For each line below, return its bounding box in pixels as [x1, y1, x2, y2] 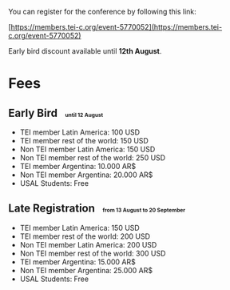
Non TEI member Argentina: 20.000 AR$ [19, 170, 153, 179]
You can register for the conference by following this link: [8, 7, 197, 16]
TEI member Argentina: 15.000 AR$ [19, 256, 136, 267]
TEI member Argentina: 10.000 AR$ [19, 162, 137, 171]
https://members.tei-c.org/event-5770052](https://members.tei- [10, 22, 222, 31]
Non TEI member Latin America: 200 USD [19, 240, 157, 249]
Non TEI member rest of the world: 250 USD [19, 153, 166, 163]
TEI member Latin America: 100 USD [19, 127, 141, 137]
